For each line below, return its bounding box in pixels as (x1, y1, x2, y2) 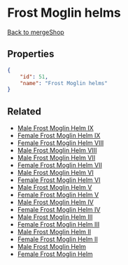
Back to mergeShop (7, 28, 64, 36)
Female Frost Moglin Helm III (17, 220, 100, 229)
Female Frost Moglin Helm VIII (17, 139, 104, 147)
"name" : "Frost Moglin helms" (20, 79, 108, 86)
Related (7, 105, 42, 117)
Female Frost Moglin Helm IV (17, 206, 101, 214)
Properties (7, 48, 55, 60)
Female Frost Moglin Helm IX (17, 131, 101, 140)
